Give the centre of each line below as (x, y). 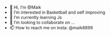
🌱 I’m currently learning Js (36, 17)
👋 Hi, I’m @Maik (25, 7)
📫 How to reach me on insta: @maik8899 (51, 28)
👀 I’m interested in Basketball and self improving (57, 12)
